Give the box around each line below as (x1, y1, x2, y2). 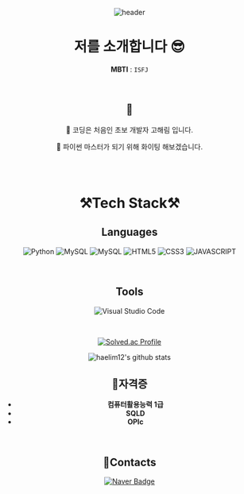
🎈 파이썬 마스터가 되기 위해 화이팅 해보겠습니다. (56, 141, 203, 151)
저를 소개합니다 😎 (74, 38, 185, 56)
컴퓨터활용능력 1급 (107, 399, 165, 409)
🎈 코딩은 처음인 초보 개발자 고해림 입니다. (66, 125, 193, 134)
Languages (101, 226, 158, 239)
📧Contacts (103, 455, 157, 469)
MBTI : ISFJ (110, 64, 149, 74)
